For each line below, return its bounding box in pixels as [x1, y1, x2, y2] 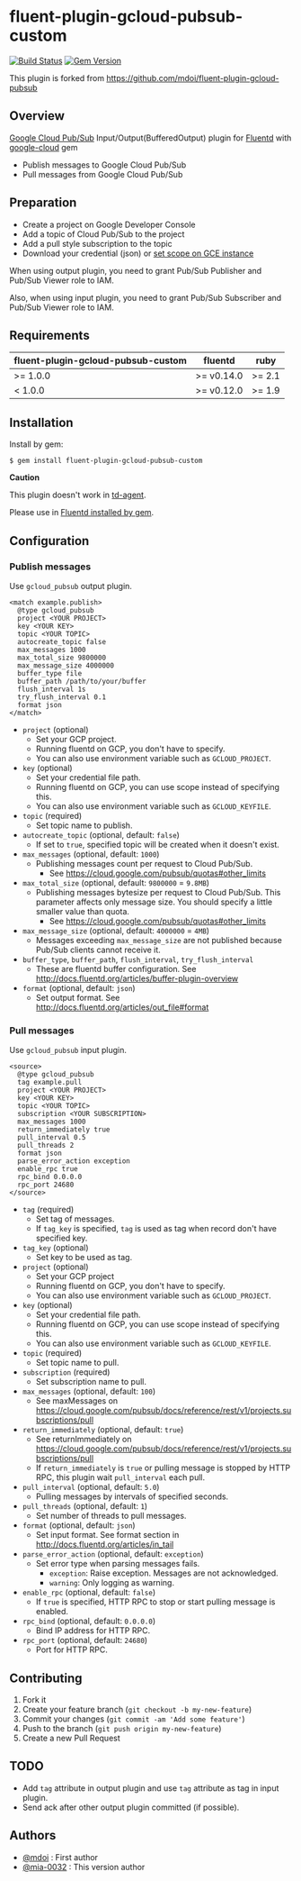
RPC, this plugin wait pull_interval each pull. [35, 1472, 206, 1483]
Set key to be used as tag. [35, 1252, 133, 1263]
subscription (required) [22, 1367, 111, 1377]
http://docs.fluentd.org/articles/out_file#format [35, 1002, 209, 1013]
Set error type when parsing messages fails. [35, 1558, 200, 1569]
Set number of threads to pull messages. [35, 1511, 187, 1522]
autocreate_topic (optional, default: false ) [22, 829, 180, 840]
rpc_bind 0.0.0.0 [17, 1173, 83, 1182]
